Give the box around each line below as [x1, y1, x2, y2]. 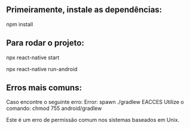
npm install [6, 20, 33, 27]
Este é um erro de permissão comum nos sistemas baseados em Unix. [6, 116, 180, 124]
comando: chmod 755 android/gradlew [6, 105, 102, 112]
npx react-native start [6, 54, 60, 61]
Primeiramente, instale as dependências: [6, 5, 163, 15]
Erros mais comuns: [6, 83, 82, 93]
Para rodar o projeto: [6, 38, 85, 48]
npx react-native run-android [6, 65, 78, 72]
